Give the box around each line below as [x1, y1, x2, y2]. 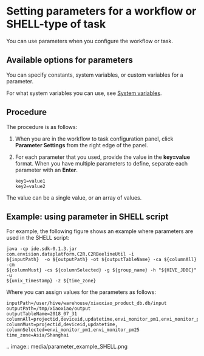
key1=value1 [15, 178, 46, 184]
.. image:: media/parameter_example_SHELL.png [6, 343, 128, 351]
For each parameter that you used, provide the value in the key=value [15, 153, 190, 161]
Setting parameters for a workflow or [6, 4, 197, 18]
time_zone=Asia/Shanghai [6, 332, 69, 338]
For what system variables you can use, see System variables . [6, 89, 162, 97]
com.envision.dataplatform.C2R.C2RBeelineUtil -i [6, 251, 135, 257]
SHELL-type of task [6, 17, 106, 31]
